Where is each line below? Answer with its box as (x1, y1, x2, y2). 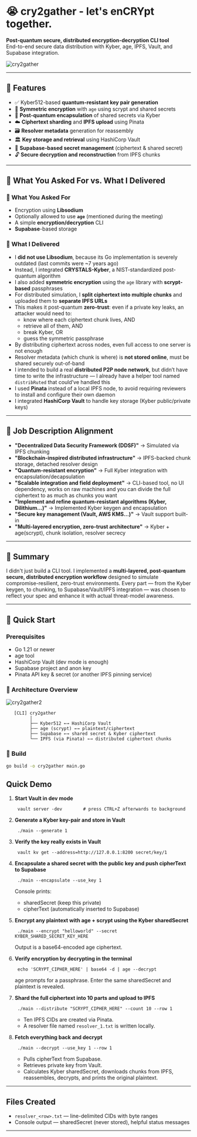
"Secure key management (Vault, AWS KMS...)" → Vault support (14, 511, 174, 518)
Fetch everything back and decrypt (14, 1034, 103, 1041)
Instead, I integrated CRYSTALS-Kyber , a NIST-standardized (14, 266, 162, 273)
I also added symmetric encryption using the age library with (14, 278, 163, 285)
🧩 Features (6, 83, 46, 93)
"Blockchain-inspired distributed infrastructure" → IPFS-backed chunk (14, 454, 191, 461)
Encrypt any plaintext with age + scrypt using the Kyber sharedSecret (14, 917, 189, 924)
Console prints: (14, 888, 52, 895)
